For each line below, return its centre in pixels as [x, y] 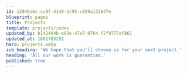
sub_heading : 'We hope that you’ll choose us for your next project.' [94, 50]
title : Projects [26, 22]
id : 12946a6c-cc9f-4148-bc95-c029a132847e [59, 11]
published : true [26, 61]
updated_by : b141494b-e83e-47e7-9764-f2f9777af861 [69, 34]
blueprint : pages [27, 17]
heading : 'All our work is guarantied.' [56, 55]
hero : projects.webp [31, 45]
